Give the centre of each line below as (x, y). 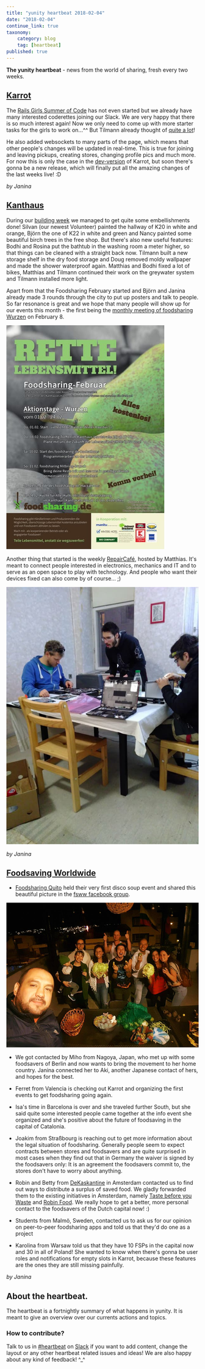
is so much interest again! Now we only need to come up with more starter (100, 123)
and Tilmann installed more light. (47, 279)
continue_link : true (33, 26)
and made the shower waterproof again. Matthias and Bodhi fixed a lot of (98, 266)
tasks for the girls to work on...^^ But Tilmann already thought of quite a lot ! (101, 130)
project (24, 1234)
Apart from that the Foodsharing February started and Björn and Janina (96, 290)
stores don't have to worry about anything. (69, 1171)
